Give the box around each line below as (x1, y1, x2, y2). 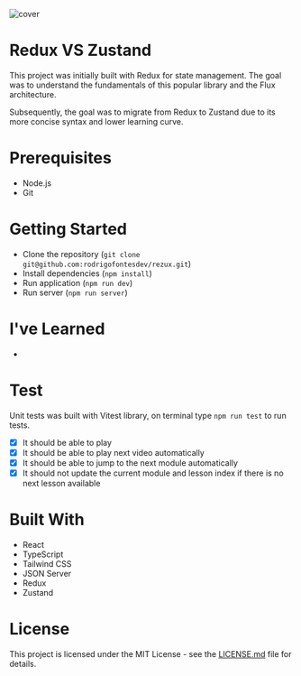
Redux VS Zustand (9, 41, 151, 60)
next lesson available (22, 477, 101, 488)
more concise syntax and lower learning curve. (9, 116, 184, 126)
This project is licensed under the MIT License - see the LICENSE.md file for (9, 648, 292, 659)
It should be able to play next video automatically (22, 447, 205, 458)
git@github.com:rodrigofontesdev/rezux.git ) (22, 258, 192, 269)
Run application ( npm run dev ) (22, 277, 133, 288)
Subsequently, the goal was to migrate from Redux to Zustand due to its (9, 106, 277, 117)
